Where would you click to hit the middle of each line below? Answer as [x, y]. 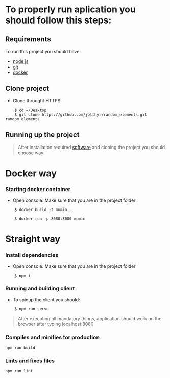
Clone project [27, 88]
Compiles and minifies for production [52, 337]
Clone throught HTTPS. [37, 100]
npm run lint [19, 371]
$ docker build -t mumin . [43, 210]
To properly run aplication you [71, 9]
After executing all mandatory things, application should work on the [90, 318]
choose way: [31, 153]
